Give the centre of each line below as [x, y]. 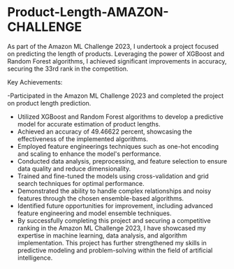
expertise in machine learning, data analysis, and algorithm [102, 235]
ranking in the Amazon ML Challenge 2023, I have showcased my [111, 228]
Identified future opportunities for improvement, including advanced [115, 205]
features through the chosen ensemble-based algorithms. [100, 198]
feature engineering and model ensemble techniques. [94, 213]
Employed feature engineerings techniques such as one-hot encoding [118, 146]
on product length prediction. [49, 103]
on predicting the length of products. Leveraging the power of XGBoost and [116, 54]
